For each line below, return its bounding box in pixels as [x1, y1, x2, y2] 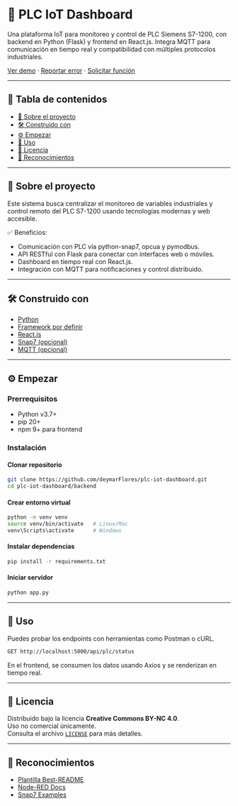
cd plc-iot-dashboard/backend [7, 482, 97, 490]
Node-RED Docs [17, 783, 66, 792]
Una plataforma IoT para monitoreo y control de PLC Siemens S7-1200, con [7, 30, 227, 38]
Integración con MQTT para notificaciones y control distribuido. [17, 265, 203, 273]
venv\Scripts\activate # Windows [7, 526, 122, 534]
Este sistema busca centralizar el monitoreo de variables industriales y [7, 199, 213, 208]
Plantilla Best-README [17, 775, 84, 784]
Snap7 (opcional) [17, 338, 68, 346]
